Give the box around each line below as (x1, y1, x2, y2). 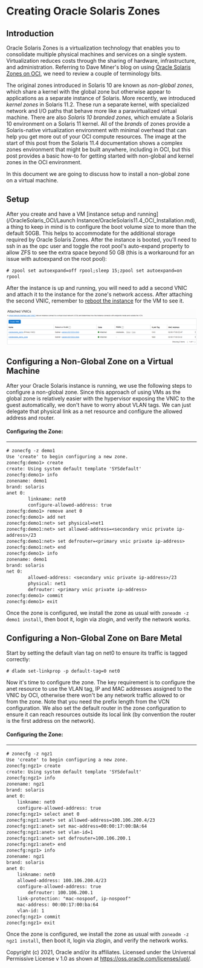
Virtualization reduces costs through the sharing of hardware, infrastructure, (6, 57, 196, 64)
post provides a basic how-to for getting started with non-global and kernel (6, 152, 194, 159)
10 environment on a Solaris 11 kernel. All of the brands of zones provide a (6, 120, 190, 127)
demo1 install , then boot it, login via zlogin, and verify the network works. (6, 615, 192, 623)
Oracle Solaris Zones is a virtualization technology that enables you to (6, 44, 180, 51)
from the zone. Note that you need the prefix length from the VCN (6, 697, 170, 705)
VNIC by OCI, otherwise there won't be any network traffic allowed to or (6, 691, 185, 699)
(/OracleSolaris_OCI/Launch (6, 216, 76, 224)
